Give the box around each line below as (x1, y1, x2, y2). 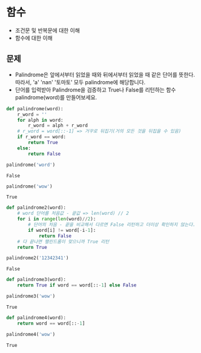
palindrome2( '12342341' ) (6, 255, 69, 261)
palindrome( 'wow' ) (6, 183, 53, 190)
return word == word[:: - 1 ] (17, 320, 85, 326)
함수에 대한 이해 (15, 34, 53, 41)
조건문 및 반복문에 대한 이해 (15, 27, 81, 34)
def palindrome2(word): (6, 205, 67, 211)
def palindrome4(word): (6, 314, 67, 321)
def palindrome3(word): (6, 277, 67, 283)
